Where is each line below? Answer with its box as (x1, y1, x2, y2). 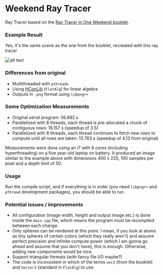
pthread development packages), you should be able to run (5, 189, 124, 195)
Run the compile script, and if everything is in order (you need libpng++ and (5, 184, 157, 190)
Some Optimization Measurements (5, 103, 89, 110)
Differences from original (5, 70, 66, 76)
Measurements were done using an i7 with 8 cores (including (5, 145, 128, 150)
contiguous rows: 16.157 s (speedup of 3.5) (12, 125, 99, 130)
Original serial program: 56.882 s (12, 114, 79, 120)
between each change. (12, 223, 59, 228)
